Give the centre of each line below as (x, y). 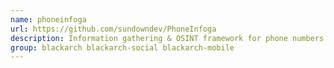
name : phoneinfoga (48, 19)
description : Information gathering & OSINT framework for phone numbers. (169, 38)
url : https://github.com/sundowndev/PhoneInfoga (113, 29)
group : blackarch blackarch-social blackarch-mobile (122, 47)
